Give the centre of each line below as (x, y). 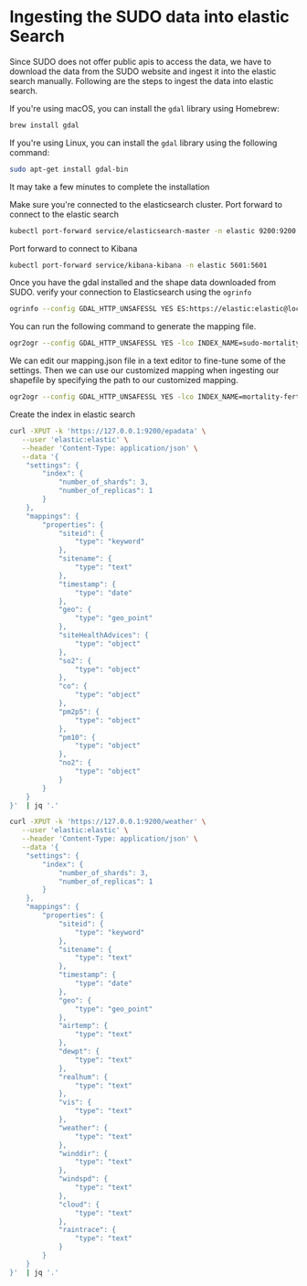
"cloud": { (79, 1205)
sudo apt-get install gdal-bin (69, 169)
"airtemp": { (83, 1026)
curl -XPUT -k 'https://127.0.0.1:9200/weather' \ (108, 822)
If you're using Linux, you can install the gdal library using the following (143, 143)
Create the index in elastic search (72, 414)
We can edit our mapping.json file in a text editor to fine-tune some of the (148, 361)
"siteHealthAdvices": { (103, 636)
